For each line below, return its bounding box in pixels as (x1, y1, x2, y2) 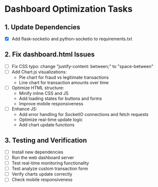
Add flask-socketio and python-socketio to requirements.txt (11, 36, 133, 42)
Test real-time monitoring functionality (11, 160, 89, 166)
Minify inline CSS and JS (19, 91, 69, 96)
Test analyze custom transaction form (11, 165, 89, 172)
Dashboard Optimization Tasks (4, 3, 133, 15)
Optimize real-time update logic (19, 117, 83, 123)
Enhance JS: (11, 106, 37, 112)
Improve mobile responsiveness (19, 101, 84, 107)
